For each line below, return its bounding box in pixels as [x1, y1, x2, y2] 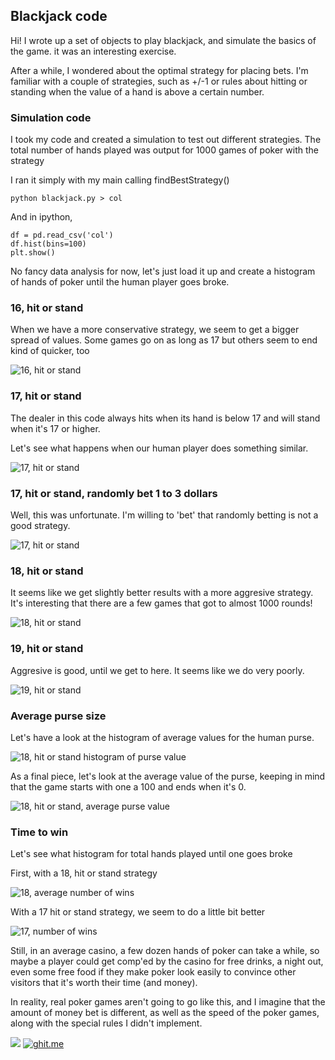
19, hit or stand [10, 642, 84, 656]
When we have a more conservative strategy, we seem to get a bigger [10, 324, 300, 336]
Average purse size [10, 709, 107, 723]
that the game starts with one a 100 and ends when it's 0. [10, 780, 247, 793]
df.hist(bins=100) [10, 239, 87, 249]
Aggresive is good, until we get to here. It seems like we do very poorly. [10, 664, 305, 676]
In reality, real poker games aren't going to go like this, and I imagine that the [10, 996, 326, 1008]
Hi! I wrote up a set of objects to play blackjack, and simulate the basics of [10, 34, 317, 46]
